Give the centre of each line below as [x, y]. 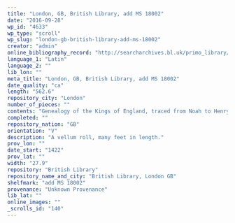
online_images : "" [34, 202]
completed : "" [28, 117]
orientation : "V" [33, 131]
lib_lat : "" [24, 196]
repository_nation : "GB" [43, 124]
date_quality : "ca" [36, 85]
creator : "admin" [33, 46]
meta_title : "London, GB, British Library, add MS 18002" [93, 79]
